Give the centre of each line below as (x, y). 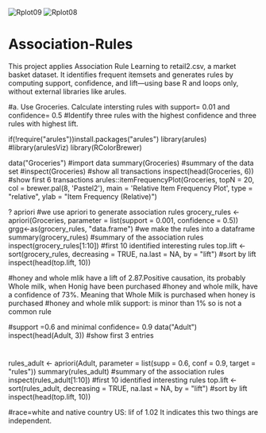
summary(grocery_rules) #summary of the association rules (106, 237)
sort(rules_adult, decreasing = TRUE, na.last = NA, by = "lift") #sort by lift (128, 389)
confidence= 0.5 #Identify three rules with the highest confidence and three (132, 115)
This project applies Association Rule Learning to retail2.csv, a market (122, 66)
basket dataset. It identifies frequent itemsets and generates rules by (121, 75)
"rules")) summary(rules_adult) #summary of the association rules (116, 372)
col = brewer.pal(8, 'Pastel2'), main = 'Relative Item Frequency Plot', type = (131, 188)
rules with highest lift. (43, 124)
